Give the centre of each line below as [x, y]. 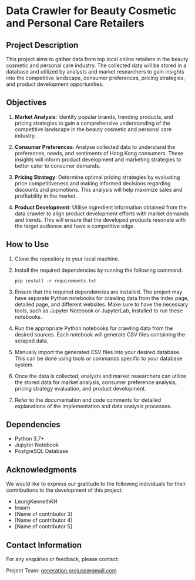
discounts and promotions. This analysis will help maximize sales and [98, 189]
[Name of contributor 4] [43, 520]
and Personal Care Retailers [75, 23]
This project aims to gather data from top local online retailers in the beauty [97, 59]
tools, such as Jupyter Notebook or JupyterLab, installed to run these [99, 311]
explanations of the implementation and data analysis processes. [93, 406]
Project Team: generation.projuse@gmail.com [61, 571]
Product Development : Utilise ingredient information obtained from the [100, 207]
